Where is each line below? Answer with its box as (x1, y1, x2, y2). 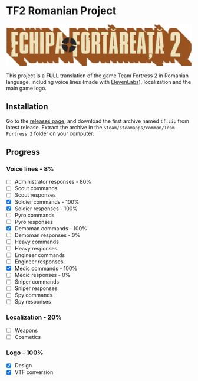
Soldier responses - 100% (14, 205, 78, 212)
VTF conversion (14, 369, 54, 376)
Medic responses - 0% (14, 272, 71, 279)
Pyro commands (14, 211, 55, 219)
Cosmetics (14, 333, 41, 340)
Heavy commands (14, 238, 59, 245)
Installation (6, 102, 48, 112)
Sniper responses (14, 285, 58, 292)
